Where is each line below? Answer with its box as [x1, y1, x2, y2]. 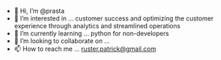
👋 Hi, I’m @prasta [13, 7, 65, 15]
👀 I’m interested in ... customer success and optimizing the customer [13, 14, 214, 23]
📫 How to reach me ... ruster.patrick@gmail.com [13, 44, 157, 53]
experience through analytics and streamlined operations [13, 22, 181, 30]
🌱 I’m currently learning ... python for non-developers [13, 29, 169, 37]
